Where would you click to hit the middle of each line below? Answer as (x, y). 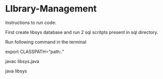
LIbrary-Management (51, 9)
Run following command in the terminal (46, 42)
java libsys (16, 71)
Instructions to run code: (31, 22)
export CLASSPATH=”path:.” (35, 51)
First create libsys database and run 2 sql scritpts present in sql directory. (82, 32)
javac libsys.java (22, 61)
